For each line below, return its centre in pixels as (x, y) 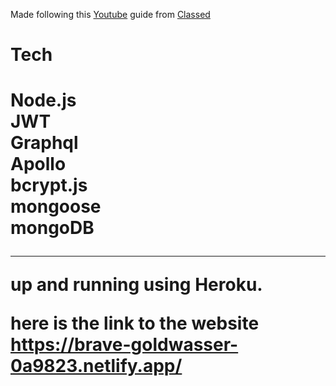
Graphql (44, 143)
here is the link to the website (135, 323)
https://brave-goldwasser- (124, 345)
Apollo (38, 164)
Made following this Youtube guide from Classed (110, 14)
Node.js (43, 100)
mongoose (56, 206)
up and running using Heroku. (136, 285)
